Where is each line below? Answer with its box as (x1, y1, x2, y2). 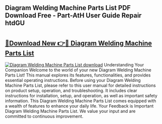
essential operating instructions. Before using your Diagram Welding (5, 77, 141, 83)
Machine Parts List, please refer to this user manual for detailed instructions (5, 82, 156, 88)
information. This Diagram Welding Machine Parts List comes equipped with (5, 98, 156, 104)
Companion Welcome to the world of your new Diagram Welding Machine (5, 67, 151, 73)
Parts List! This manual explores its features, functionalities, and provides (5, 72, 151, 78)
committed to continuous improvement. (5, 113, 84, 119)
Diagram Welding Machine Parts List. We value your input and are (5, 108, 136, 114)
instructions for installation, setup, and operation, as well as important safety (5, 93, 158, 98)
